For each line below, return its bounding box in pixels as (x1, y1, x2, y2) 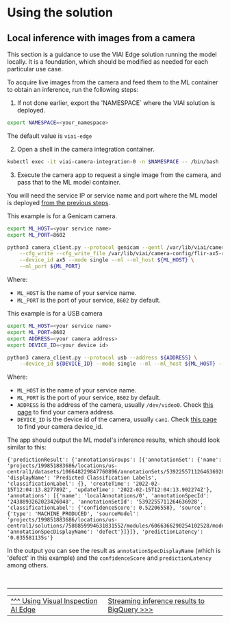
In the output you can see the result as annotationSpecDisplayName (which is (7, 547, 221, 555)
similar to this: (7, 443, 47, 451)
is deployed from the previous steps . (7, 198, 111, 207)
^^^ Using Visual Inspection (10, 596, 98, 606)
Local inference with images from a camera (7, 32, 196, 44)
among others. (7, 561, 49, 569)
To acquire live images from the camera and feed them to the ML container (7, 78, 218, 86)
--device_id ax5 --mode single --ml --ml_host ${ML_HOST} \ (19, 257, 194, 263)
